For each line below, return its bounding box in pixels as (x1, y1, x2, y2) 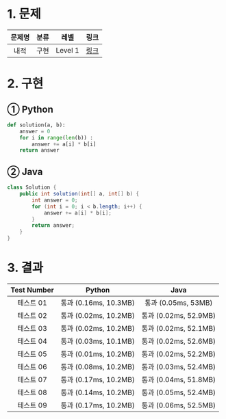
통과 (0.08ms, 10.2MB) (60, 362, 136, 371)
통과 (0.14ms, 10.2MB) (60, 388, 136, 397)
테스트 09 (16, 401, 48, 410)
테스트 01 (16, 298, 48, 308)
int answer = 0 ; (32, 196, 78, 204)
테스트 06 (16, 362, 48, 371)
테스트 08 (16, 388, 48, 397)
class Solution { (7, 184, 57, 191)
